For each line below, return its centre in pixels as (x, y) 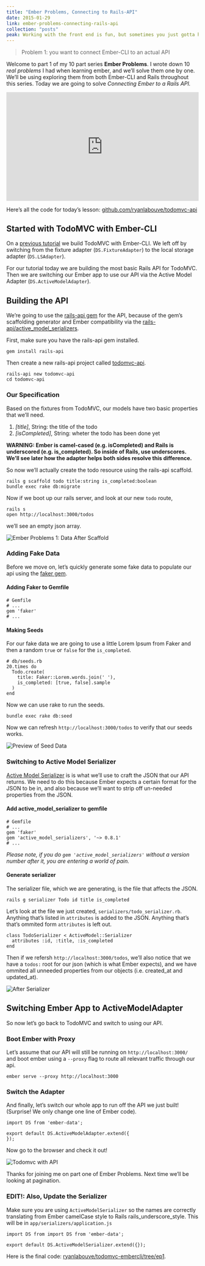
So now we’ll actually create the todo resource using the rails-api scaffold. (100, 470)
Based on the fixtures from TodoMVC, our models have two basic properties (102, 408)
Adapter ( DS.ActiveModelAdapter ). (49, 281)
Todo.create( (28, 672)
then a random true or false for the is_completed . (69, 650)
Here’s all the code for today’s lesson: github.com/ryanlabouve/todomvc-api (102, 210)
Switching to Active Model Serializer (61, 762)
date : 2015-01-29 (28, 18)
